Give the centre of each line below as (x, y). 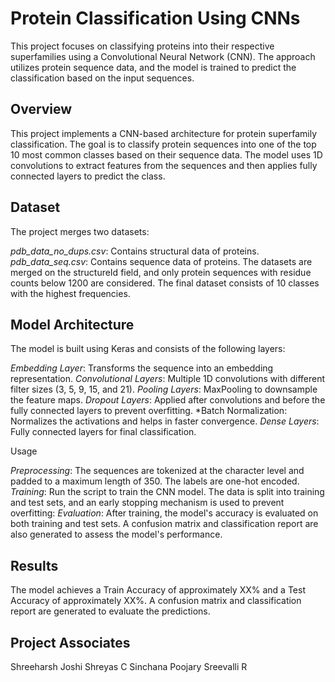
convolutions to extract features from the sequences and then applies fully (164, 165)
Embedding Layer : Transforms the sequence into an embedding (142, 368)
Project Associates (70, 642)
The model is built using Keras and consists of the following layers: (148, 349)
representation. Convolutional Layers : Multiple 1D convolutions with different (168, 379)
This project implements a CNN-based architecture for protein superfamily (163, 133)
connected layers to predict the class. (88, 176)
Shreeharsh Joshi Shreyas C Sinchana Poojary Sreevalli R (129, 666)
